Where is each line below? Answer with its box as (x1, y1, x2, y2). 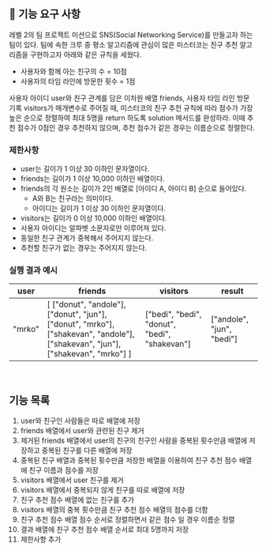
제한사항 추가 (20, 534, 62, 544)
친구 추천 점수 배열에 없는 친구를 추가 (20, 495, 135, 504)
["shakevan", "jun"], (47, 338, 122, 349)
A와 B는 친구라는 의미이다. (32, 194, 114, 203)
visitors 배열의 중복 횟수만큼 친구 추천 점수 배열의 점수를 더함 (20, 505, 208, 515)
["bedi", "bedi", (144, 309, 202, 320)
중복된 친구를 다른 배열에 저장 (41, 446, 133, 455)
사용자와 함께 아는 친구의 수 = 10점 (20, 66, 127, 76)
